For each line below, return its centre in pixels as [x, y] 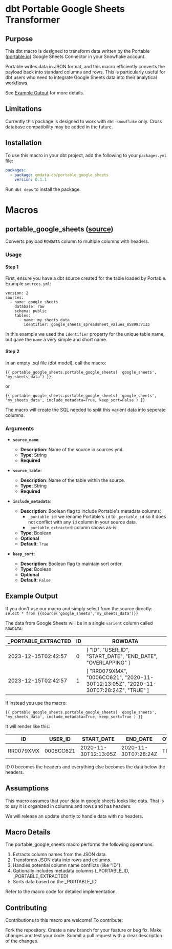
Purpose [19, 39]
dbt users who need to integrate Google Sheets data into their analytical [81, 77]
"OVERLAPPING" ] [108, 663]
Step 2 [12, 351]
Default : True [34, 544]
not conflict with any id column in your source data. [82, 522]
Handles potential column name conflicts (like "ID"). [67, 865]
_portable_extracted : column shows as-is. [73, 527]
